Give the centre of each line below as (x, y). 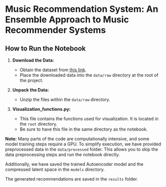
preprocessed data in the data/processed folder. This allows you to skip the (82, 149)
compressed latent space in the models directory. (55, 169)
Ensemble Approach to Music (67, 20)
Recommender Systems (55, 30)
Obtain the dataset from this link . (53, 70)
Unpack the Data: (31, 90)
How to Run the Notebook (45, 48)
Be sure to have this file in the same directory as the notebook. (83, 129)
